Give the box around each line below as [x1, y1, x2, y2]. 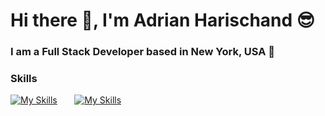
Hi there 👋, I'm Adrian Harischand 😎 [10, 9, 316, 32]
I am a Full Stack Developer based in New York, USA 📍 [10, 45, 276, 59]
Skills [10, 72, 38, 86]
